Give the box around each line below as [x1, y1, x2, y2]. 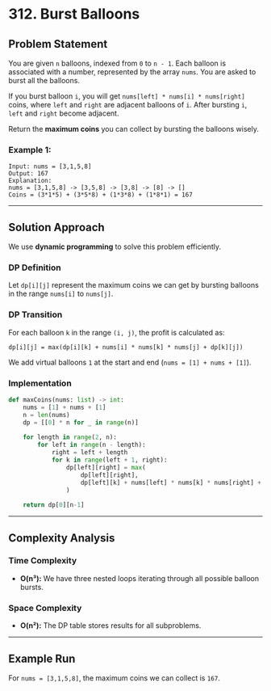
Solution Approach [8, 220, 105, 234]
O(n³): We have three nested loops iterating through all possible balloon [19, 573, 260, 583]
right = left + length [51, 449, 128, 457]
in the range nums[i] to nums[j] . [8, 289, 114, 299]
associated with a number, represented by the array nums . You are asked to [8, 67, 256, 77]
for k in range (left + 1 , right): [51, 456, 168, 464]
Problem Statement [8, 37, 108, 51]
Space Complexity [8, 602, 82, 613]
